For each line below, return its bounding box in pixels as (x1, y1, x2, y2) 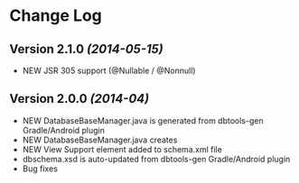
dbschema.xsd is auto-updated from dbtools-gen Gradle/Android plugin (22, 153, 291, 164)
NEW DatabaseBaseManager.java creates (22, 134, 178, 145)
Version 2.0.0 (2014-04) (9, 91, 150, 106)
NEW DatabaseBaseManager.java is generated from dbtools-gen (22, 114, 264, 126)
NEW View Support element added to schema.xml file (22, 143, 223, 154)
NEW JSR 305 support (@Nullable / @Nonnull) (22, 65, 196, 76)
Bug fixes (22, 163, 59, 174)
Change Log (9, 5, 102, 26)
